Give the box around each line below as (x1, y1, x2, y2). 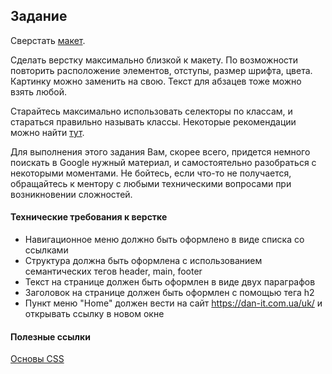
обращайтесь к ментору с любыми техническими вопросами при (10, 177, 292, 189)
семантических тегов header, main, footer (24, 265, 203, 278)
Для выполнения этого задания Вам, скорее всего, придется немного (10, 145, 311, 158)
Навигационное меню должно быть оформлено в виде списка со (24, 234, 305, 246)
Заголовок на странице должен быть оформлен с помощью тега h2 (24, 287, 315, 299)
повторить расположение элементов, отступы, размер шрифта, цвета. (10, 64, 313, 76)
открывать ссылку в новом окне (24, 308, 165, 320)
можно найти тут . (10, 126, 85, 138)
